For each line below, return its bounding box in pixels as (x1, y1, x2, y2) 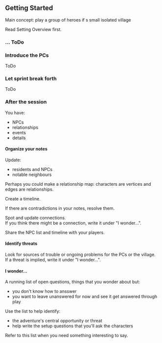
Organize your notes (5, 146, 47, 152)
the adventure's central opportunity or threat (12, 318, 102, 324)
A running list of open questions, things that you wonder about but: (5, 279, 140, 285)
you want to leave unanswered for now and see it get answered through (12, 294, 158, 299)
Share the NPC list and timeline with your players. (5, 229, 105, 235)
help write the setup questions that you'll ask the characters (12, 323, 133, 329)
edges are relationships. (5, 186, 54, 192)
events (12, 129, 26, 135)
